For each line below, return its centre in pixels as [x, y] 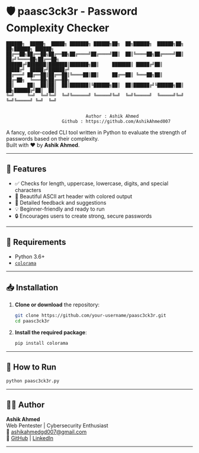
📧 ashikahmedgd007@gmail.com [46, 432]
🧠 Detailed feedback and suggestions [60, 202]
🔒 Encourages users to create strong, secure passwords [83, 216]
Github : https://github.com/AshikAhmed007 [116, 121]
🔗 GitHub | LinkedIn [30, 438]
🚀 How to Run [31, 367]
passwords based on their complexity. [53, 138]
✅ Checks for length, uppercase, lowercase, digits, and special [92, 183]
